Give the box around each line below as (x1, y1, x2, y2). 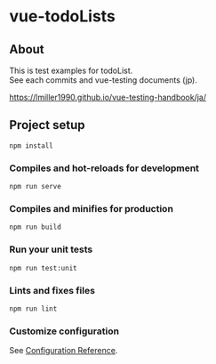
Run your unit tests (9, 243, 93, 255)
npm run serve (9, 182, 62, 191)
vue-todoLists (9, 6, 116, 27)
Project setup (9, 117, 86, 133)
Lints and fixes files (9, 284, 96, 296)
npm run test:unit (9, 263, 77, 272)
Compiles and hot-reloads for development (9, 162, 200, 174)
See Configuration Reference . (9, 345, 118, 356)
